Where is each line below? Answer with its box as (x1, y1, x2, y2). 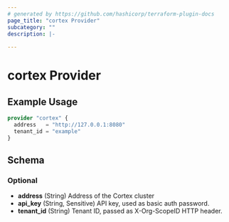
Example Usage (7, 95, 78, 107)
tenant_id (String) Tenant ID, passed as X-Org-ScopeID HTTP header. (17, 207, 223, 216)
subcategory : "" (7, 23, 55, 31)
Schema (7, 154, 45, 166)
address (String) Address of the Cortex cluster (17, 191, 155, 200)
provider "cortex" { (7, 115, 69, 122)
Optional (7, 175, 38, 185)
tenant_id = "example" (14, 127, 81, 135)
